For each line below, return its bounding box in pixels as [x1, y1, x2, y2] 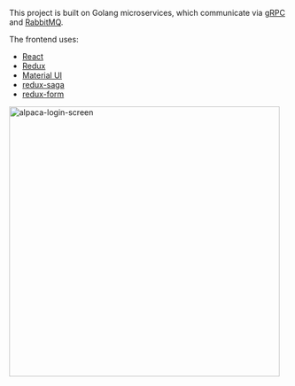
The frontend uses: [9, 35, 79, 44]
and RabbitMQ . [9, 17, 64, 27]
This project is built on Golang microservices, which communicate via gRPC [9, 8, 286, 18]
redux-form [21, 89, 65, 99]
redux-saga [21, 80, 65, 89]
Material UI [21, 70, 63, 81]
